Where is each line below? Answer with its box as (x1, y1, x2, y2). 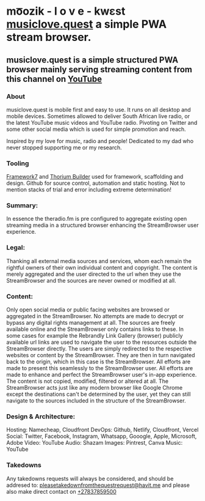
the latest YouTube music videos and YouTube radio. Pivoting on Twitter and (6, 119, 198, 126)
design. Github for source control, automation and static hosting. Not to (6, 179, 185, 187)
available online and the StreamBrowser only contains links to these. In (6, 325, 184, 333)
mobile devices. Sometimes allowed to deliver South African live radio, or (6, 112, 190, 120)
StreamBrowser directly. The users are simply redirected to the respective (6, 345, 192, 352)
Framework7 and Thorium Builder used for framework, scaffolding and (6, 173, 184, 180)
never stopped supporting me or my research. (6, 144, 122, 151)
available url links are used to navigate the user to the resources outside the (6, 338, 197, 346)
